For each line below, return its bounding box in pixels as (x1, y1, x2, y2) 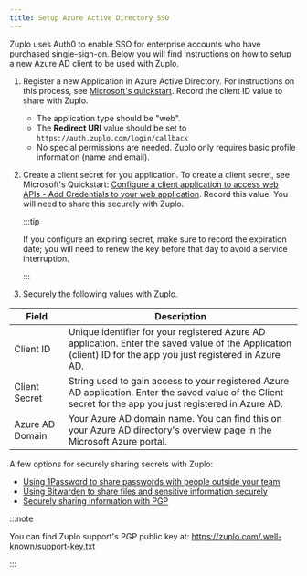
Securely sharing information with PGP (22, 495, 169, 507)
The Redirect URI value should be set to (36, 122, 187, 133)
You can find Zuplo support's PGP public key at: (9, 530, 190, 541)
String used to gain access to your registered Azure (68, 374, 290, 387)
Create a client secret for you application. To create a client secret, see (22, 169, 291, 180)
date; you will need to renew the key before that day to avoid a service (22, 243, 288, 254)
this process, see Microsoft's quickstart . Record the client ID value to (22, 85, 283, 96)
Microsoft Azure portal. (68, 435, 167, 447)
